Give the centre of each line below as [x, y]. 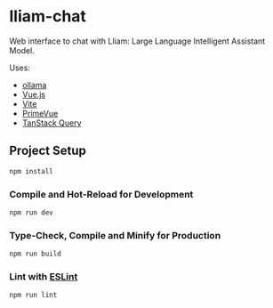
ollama [34, 85]
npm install [31, 171]
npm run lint [33, 296]
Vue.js [34, 94]
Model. [22, 50]
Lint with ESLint [44, 276]
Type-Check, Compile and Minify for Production [115, 235]
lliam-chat [48, 16]
